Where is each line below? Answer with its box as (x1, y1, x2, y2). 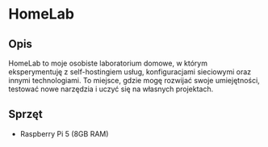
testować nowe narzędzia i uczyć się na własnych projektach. (8, 84, 214, 94)
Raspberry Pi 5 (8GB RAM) (19, 128, 109, 138)
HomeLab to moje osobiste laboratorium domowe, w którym (8, 58, 208, 68)
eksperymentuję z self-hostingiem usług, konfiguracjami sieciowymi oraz (8, 67, 252, 77)
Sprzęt (8, 107, 43, 121)
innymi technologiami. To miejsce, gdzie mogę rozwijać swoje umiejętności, (8, 76, 260, 85)
